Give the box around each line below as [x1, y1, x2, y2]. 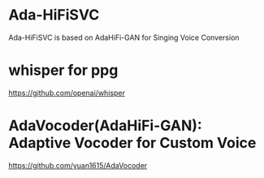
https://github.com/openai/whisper [8, 88, 126, 98]
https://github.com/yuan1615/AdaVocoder [8, 160, 148, 170]
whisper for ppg [8, 61, 119, 80]
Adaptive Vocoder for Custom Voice [8, 134, 257, 152]
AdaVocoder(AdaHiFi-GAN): [8, 116, 203, 135]
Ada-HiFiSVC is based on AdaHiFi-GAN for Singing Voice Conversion [8, 33, 240, 42]
